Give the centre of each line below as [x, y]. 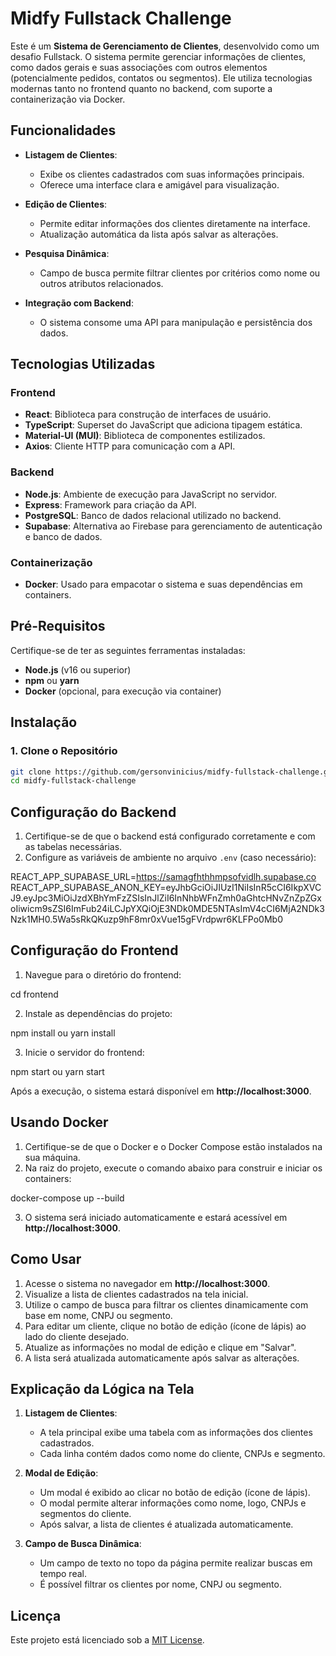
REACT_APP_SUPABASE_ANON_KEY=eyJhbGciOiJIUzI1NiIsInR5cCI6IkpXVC [166, 888]
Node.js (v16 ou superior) [78, 669]
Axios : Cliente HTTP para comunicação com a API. [130, 446]
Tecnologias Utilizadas [83, 364]
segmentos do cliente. [85, 1514]
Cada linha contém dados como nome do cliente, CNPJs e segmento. [182, 1454]
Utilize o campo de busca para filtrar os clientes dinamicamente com [166, 1304]
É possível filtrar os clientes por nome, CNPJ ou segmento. [160, 1584]
